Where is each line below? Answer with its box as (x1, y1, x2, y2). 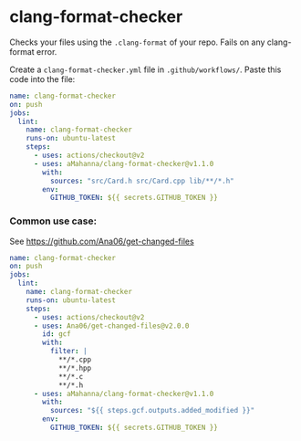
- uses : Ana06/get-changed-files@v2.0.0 (33, 321, 190, 331)
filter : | (49, 347, 88, 356)
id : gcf (42, 330, 71, 339)
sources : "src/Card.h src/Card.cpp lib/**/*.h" (49, 176, 234, 185)
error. (36, 46, 57, 57)
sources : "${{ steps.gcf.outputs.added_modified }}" (49, 406, 255, 415)
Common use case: (9, 215, 98, 227)
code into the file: (9, 73, 76, 84)
